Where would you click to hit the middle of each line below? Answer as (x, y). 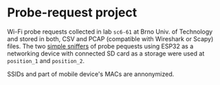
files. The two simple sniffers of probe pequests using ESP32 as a (100, 46)
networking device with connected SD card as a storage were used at (106, 53)
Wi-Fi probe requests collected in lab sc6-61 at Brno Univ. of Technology (110, 32)
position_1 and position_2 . (46, 60)
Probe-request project (72, 13)
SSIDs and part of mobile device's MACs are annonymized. (91, 74)
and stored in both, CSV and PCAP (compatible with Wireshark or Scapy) (110, 38)
